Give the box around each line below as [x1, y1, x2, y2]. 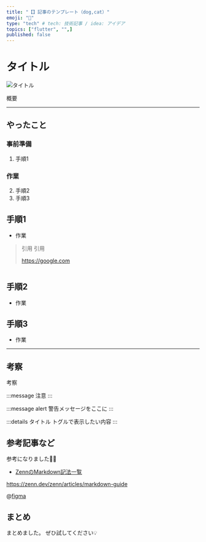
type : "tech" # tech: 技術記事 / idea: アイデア [6, 20, 126, 26]
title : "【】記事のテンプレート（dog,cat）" [6, 9, 110, 15]
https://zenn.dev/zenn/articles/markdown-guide [6, 481, 128, 488]
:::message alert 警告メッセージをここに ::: [6, 405, 114, 413]
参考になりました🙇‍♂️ [6, 455, 57, 463]
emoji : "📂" [6, 15, 34, 21]
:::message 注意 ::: [6, 392, 53, 399]
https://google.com [21, 257, 71, 264]
